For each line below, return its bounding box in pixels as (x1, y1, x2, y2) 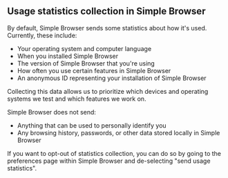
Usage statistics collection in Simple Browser (7, 6, 206, 17)
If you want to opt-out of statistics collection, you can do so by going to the (7, 149, 221, 157)
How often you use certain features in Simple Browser (17, 66, 171, 75)
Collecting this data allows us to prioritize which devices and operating (7, 87, 209, 95)
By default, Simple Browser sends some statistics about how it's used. (7, 23, 207, 32)
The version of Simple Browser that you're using (17, 59, 155, 68)
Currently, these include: (7, 31, 77, 39)
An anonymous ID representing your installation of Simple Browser (17, 74, 207, 82)
